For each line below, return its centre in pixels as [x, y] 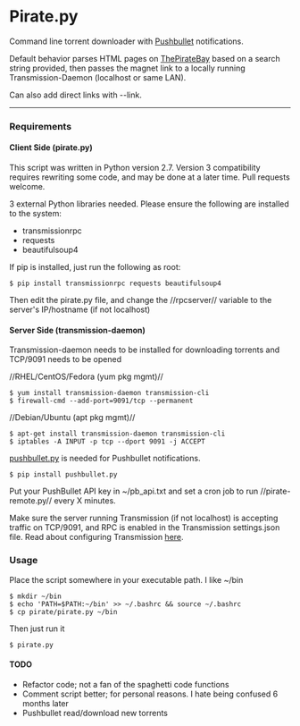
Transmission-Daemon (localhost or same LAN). [98, 77]
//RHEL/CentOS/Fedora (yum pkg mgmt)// [86, 376]
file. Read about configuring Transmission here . [97, 537]
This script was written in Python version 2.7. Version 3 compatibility [135, 168]
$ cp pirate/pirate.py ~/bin [63, 612]
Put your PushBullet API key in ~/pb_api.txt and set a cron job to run [134, 491]
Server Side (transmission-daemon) [77, 330]
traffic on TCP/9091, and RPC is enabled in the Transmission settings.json [145, 528]
